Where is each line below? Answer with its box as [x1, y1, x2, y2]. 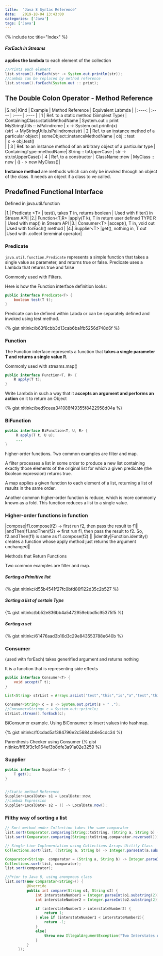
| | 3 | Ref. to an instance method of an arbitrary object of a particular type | [5, 143, 156, 149]
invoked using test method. [5, 316, 60, 322]
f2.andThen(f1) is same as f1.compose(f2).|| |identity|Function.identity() [5, 534, 148, 539]
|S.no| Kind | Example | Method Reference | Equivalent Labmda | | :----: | [5, 107, 150, 113]
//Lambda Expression [5, 798, 47, 803]
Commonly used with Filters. [5, 274, 62, 279]
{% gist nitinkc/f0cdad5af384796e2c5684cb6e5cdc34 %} [5, 729, 123, 735]
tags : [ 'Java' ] [5, 20, 36, 26]
